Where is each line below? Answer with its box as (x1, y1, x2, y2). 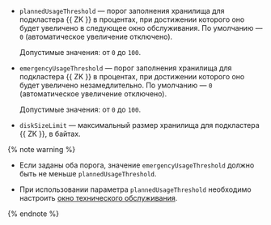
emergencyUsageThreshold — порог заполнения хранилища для (19, 63, 232, 73)
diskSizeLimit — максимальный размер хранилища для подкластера (19, 121, 260, 129)
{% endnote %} (7, 209, 60, 219)
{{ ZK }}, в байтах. (19, 129, 82, 138)
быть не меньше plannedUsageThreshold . (19, 169, 157, 178)
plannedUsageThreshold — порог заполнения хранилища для (19, 6, 225, 15)
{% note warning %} (7, 145, 76, 154)
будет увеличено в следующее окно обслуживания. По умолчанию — (19, 23, 263, 32)
